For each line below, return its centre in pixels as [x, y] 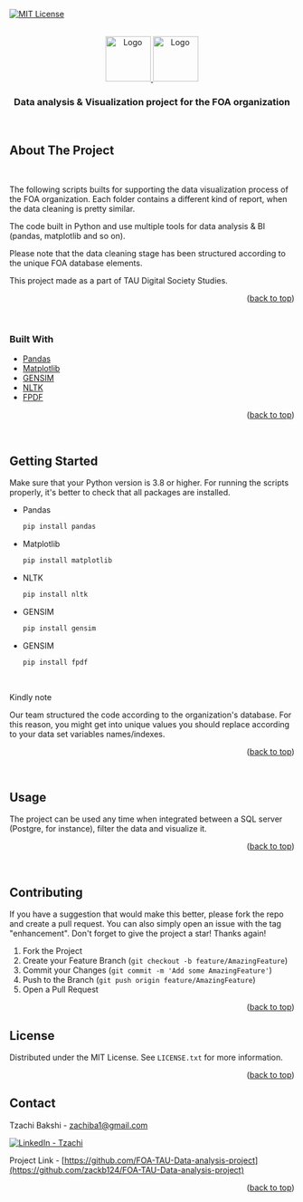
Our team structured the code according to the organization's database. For [151, 715]
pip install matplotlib [67, 561]
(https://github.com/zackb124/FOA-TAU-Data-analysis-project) [127, 1169]
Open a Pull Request [61, 990]
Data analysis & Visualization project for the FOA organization [152, 101]
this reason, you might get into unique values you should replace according [150, 724]
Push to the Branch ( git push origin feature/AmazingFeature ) [139, 980]
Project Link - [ [37, 1160]
